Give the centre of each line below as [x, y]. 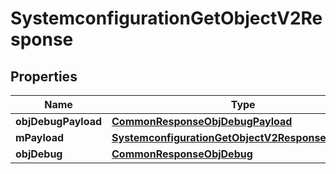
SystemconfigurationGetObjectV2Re [166, 18]
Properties [44, 76]
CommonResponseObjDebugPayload [202, 121]
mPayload [40, 137]
